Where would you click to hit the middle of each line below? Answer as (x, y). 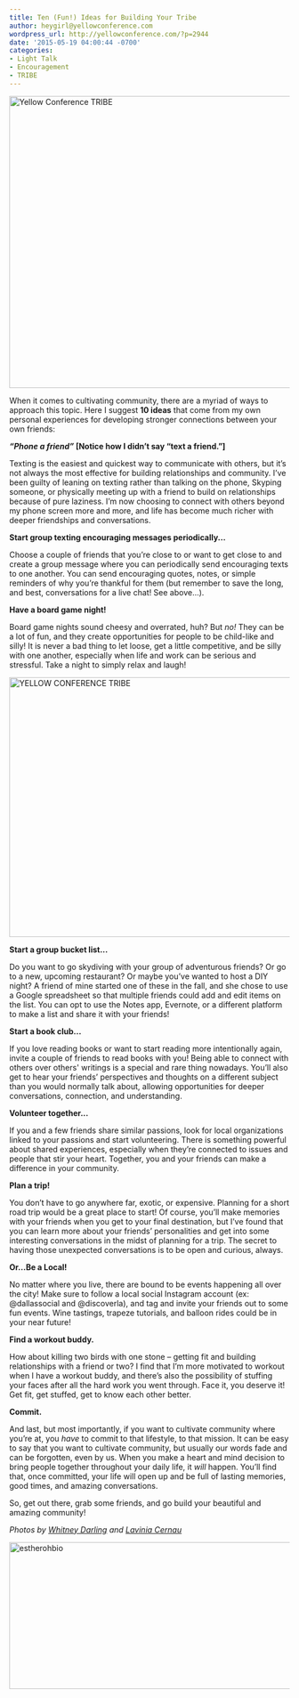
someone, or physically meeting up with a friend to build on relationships (142, 491)
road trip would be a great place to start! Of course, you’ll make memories (145, 1212)
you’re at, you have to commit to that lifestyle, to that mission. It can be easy (149, 1438)
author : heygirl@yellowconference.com (81, 26)
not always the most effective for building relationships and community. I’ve (148, 473)
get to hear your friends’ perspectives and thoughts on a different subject (144, 1077)
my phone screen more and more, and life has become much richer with (141, 510)
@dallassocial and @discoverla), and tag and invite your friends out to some (149, 1303)
